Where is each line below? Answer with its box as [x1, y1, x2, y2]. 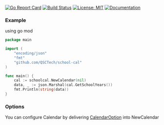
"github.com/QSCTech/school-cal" [14, 60, 82, 65]
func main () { [5, 74, 34, 78]
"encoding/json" [14, 51, 47, 56]
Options [5, 103, 24, 110]
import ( [5, 47, 23, 51]
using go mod [5, 28, 33, 34]
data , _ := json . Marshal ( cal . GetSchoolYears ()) [14, 82, 113, 88]
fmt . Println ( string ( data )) [14, 87, 69, 92]
